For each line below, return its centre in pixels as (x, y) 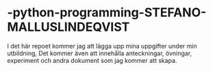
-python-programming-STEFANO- (107, 13)
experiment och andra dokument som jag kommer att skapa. (92, 60)
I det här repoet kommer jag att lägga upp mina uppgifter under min (102, 46)
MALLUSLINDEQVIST (68, 27)
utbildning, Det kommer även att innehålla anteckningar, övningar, (100, 53)
